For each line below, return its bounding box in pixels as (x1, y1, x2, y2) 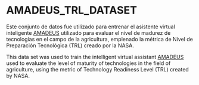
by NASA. (6, 72, 30, 79)
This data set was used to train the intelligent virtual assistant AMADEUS (6, 53, 184, 60)
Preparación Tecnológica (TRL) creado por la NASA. (6, 42, 134, 49)
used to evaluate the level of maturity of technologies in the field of (6, 60, 171, 67)
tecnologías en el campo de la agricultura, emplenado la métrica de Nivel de (6, 35, 194, 42)
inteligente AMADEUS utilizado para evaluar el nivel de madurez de (6, 29, 171, 36)
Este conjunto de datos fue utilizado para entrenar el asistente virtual (6, 23, 176, 30)
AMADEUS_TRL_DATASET (6, 4, 138, 17)
